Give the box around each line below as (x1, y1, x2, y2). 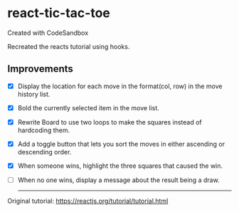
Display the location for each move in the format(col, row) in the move (17, 82, 223, 90)
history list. (17, 90, 51, 98)
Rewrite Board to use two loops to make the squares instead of (17, 117, 203, 126)
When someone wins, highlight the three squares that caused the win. (17, 161, 223, 170)
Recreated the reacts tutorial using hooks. (7, 42, 130, 51)
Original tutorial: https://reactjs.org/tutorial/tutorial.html (7, 197, 169, 206)
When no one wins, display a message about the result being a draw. (17, 176, 220, 184)
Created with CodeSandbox (7, 28, 89, 37)
